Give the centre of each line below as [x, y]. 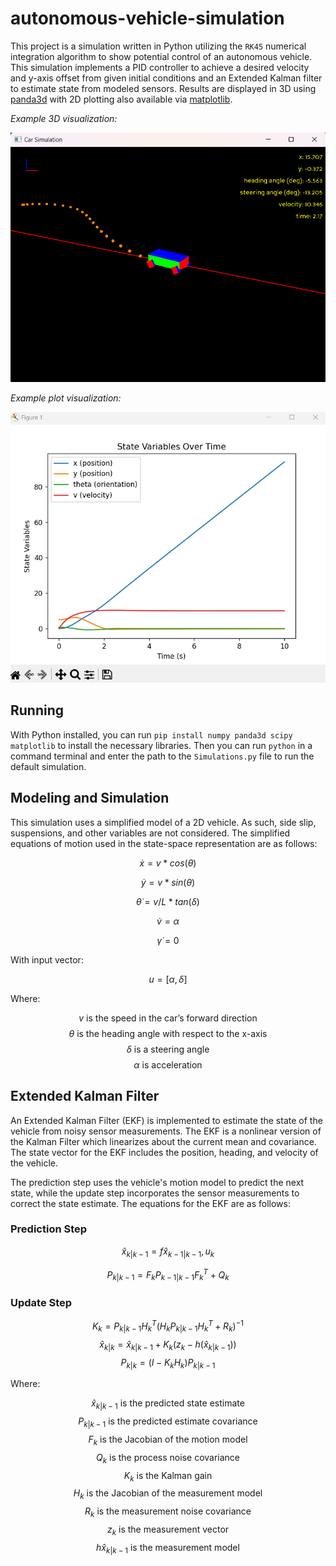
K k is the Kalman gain [168, 1476]
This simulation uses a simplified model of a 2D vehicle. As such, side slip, [163, 822]
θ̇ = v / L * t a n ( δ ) [168, 901]
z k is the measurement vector [168, 1530]
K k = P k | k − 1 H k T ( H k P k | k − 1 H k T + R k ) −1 [168, 1326]
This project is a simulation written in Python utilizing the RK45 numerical [158, 46]
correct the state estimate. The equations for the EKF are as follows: [150, 1203]
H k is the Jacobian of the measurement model [168, 1494]
